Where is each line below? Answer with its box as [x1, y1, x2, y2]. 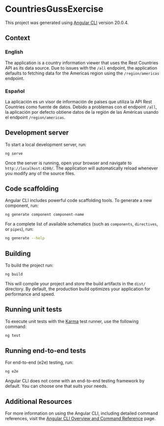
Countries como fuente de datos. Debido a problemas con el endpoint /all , [5, 104, 158, 110]
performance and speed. [5, 291, 55, 297]
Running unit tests [5, 305, 62, 314]
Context [5, 34, 30, 42]
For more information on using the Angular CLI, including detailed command [5, 410, 158, 416]
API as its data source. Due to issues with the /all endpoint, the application [5, 65, 158, 71]
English [5, 49, 23, 55]
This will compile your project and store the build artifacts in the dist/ [5, 280, 146, 286]
